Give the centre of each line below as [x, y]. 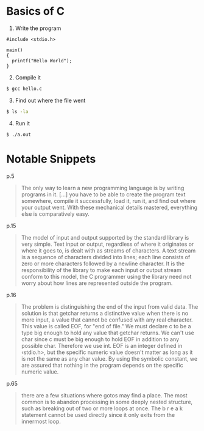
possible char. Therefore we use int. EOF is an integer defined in [102, 345]
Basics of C [36, 11]
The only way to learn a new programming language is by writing [103, 188]
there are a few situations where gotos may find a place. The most [104, 395]
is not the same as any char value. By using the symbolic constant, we [109, 358]
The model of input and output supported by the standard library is [105, 237]
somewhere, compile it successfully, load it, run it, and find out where [108, 201]
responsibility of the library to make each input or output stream [101, 270]
